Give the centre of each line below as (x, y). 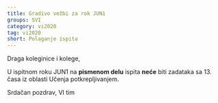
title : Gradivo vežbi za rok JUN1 (57, 13)
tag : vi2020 (24, 33)
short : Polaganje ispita (43, 39)
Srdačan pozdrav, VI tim (41, 93)
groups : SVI (24, 20)
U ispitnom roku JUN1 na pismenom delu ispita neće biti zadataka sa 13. (110, 72)
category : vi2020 (32, 26)
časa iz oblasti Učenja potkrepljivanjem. (63, 79)
